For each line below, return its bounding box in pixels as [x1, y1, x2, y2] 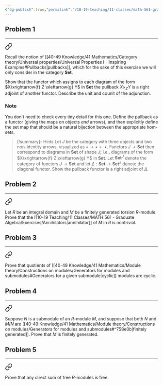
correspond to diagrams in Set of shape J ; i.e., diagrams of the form [16, 149, 154, 155]
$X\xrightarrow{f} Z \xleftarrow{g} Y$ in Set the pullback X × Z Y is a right [5, 84, 149, 91]
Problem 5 [5, 346, 37, 354]
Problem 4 [5, 287, 37, 295]
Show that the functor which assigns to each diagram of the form [5, 79, 135, 85]
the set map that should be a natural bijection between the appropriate [5, 124, 146, 130]
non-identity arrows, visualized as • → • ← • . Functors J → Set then [16, 144, 154, 150]
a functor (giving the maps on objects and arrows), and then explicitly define [5, 119, 158, 124]
